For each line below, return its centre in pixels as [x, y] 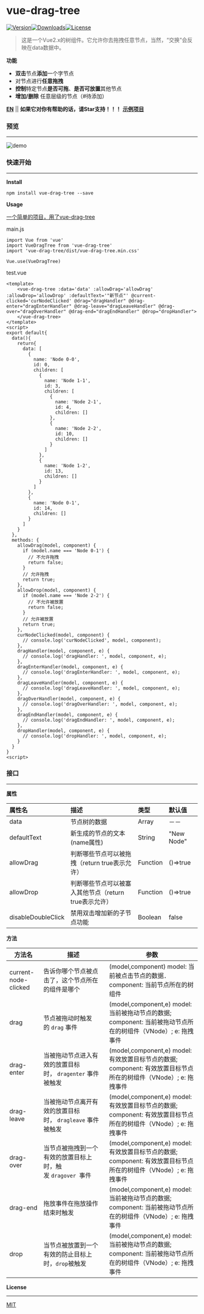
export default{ [27, 333]
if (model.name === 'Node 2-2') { [66, 595]
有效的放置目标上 [68, 1157]
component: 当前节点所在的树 [151, 985]
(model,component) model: [148, 967]
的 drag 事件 [60, 1027]
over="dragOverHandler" [36, 311]
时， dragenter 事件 [71, 1073]
